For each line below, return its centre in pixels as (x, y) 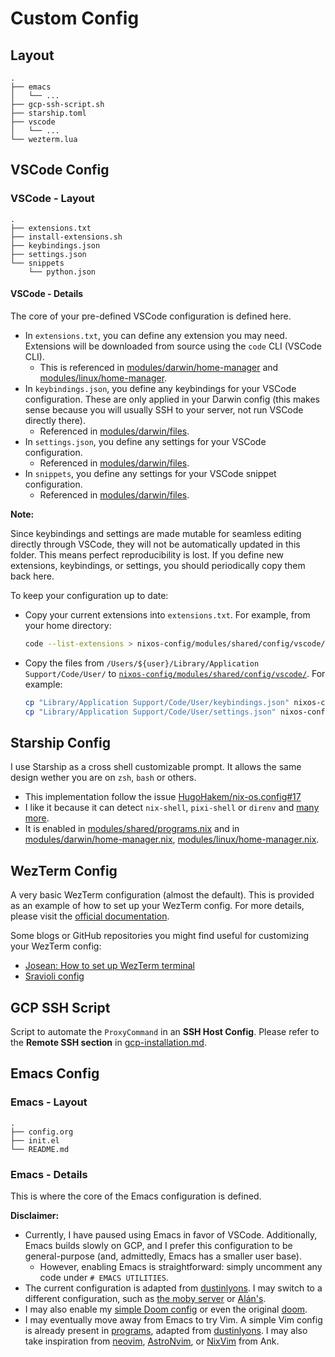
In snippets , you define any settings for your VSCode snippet (150, 473)
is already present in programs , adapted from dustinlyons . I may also (166, 1330)
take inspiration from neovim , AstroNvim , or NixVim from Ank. (152, 1341)
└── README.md (40, 1149)
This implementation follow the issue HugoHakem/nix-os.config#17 (163, 797)
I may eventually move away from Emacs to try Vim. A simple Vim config (173, 1319)
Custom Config (75, 18)
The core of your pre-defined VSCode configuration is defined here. (151, 316)
